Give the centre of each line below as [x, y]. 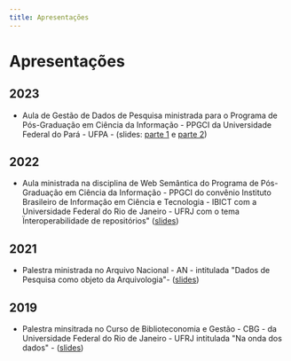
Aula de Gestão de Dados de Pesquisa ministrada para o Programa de [149, 115]
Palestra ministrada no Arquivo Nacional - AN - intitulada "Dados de [146, 271]
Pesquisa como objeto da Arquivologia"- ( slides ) [110, 279]
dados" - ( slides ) [53, 348]
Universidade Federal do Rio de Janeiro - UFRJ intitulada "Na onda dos [152, 339]
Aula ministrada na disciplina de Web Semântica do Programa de [140, 184]
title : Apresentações [49, 17]
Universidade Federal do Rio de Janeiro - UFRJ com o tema [130, 212]
